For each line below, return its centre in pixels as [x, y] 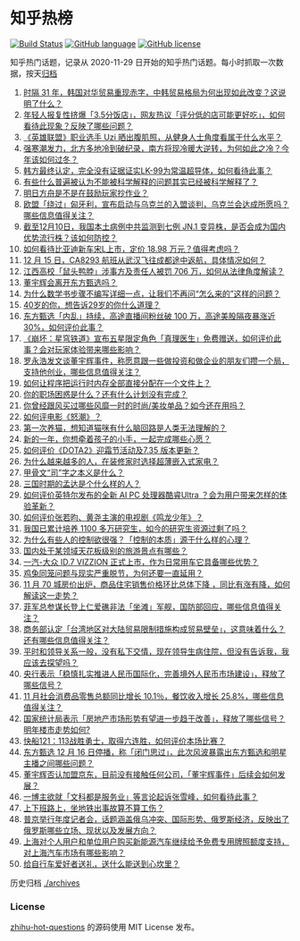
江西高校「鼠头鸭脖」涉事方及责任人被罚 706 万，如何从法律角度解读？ [154, 271]
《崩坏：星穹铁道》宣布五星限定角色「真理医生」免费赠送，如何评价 [148, 338]
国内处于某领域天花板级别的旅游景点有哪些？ [105, 550]
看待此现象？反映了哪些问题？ [78, 125]
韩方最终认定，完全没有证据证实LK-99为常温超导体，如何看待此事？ [148, 170]
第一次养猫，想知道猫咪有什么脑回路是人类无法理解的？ [125, 428]
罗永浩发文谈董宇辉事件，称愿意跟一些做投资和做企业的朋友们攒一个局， [156, 360]
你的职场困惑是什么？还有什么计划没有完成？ [105, 394]
